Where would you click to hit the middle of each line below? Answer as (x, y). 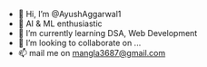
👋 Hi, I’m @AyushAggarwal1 (69, 14)
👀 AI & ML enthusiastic (60, 24)
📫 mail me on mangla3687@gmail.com (92, 53)
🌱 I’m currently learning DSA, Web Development (108, 33)
